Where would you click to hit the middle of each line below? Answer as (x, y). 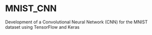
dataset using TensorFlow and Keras (42, 27)
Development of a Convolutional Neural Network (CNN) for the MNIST (76, 22)
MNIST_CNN (31, 9)
